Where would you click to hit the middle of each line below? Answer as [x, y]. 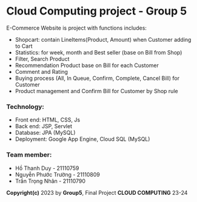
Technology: [25, 106]
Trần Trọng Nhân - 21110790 [50, 181]
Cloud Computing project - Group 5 [97, 11]
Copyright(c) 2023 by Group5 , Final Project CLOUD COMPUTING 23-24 [97, 192]
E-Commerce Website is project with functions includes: [77, 28]
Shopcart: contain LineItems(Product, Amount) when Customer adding [103, 39]
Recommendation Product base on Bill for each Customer [87, 65]
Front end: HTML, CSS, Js [48, 120]
